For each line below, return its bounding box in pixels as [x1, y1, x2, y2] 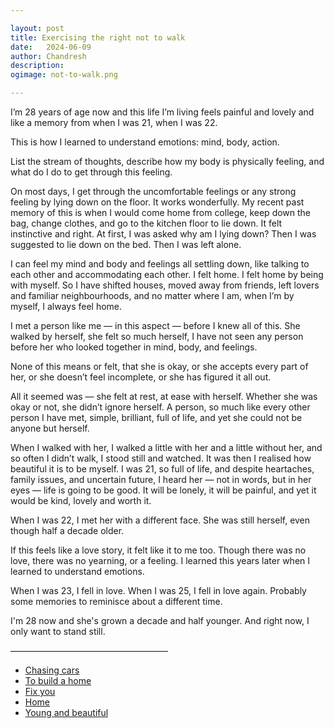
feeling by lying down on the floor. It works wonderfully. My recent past [10, 196, 305, 208]
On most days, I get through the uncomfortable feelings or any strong [10, 186, 297, 197]
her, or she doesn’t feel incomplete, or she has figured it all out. [10, 371, 272, 383]
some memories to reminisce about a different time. [10, 596, 223, 607]
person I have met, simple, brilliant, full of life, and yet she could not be [10, 412, 303, 423]
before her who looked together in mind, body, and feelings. [10, 341, 258, 353]
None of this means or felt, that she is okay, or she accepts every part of [10, 361, 309, 372]
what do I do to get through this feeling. [10, 166, 173, 178]
